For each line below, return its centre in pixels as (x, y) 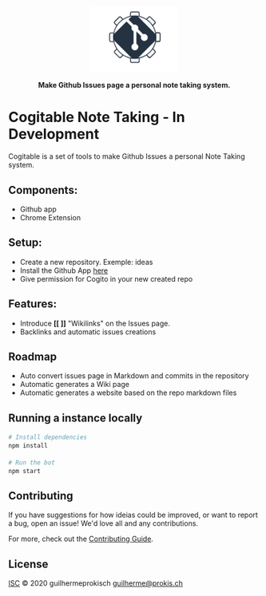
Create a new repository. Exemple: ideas (86, 262)
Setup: (25, 243)
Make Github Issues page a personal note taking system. (134, 85)
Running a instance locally (75, 418)
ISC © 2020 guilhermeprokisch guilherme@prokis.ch (96, 583)
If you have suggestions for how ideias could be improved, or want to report (133, 515)
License (28, 564)
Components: (43, 190)
